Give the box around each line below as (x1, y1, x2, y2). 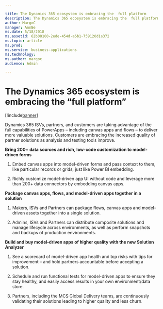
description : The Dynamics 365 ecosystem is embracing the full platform (5, 16, 160, 21)
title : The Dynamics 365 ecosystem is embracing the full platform (5, 11, 147, 16)
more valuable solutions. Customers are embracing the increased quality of (5, 132, 156, 138)
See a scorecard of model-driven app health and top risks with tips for (12, 254, 153, 260)
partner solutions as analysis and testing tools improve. (5, 137, 115, 143)
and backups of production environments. (12, 230, 96, 236)
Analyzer (5, 244, 24, 250)
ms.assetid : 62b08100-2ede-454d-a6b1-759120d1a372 (5, 34, 110, 39)
